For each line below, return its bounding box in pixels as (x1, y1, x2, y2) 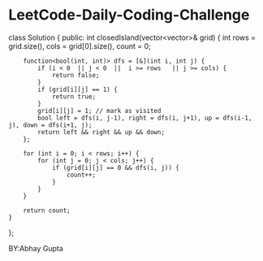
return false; (51, 71, 100, 79)
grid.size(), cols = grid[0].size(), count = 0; (8, 41, 152, 50)
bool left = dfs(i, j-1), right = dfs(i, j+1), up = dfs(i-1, (37, 114, 252, 122)
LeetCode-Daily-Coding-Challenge (8, 6, 250, 24)
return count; (23, 206, 71, 215)
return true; (51, 92, 96, 101)
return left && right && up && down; (37, 128, 165, 136)
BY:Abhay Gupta (8, 243, 63, 253)
